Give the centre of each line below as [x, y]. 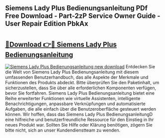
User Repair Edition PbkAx [47, 24]
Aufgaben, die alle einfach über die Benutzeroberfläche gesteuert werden [81, 109]
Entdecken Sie [141, 67]
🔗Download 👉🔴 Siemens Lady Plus [61, 44]
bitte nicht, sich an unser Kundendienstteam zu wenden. [63, 130]
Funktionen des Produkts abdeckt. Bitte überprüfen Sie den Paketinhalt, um [82, 82]
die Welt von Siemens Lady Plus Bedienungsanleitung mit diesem [72, 72]
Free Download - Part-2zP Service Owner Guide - [83, 16]
